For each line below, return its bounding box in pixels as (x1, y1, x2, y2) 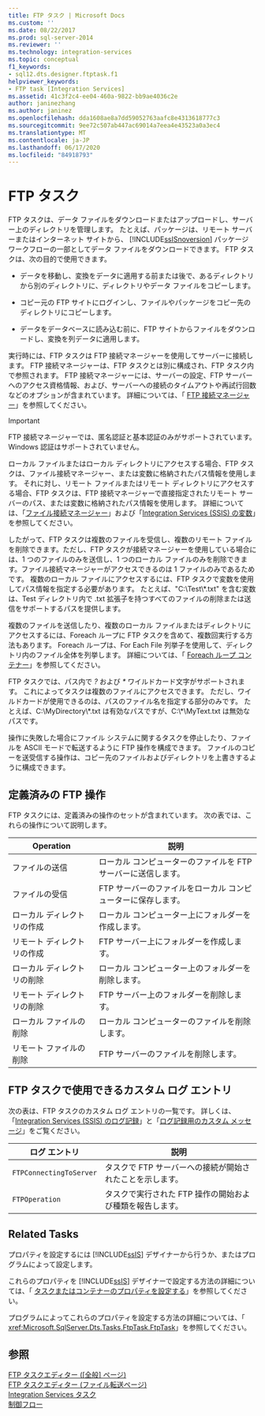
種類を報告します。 (112, 1200, 184, 1211)
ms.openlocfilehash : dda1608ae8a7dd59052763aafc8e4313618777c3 (8, 114, 221, 122)
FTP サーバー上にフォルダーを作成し (98, 936, 234, 947)
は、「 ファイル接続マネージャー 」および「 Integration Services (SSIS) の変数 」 (8, 508, 256, 517)
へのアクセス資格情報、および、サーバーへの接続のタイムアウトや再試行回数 (8, 380, 256, 390)
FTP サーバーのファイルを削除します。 (98, 1048, 242, 1059)
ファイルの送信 (12, 862, 69, 872)
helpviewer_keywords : (8, 77, 80, 85)
